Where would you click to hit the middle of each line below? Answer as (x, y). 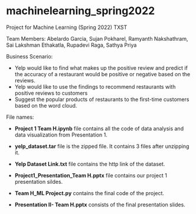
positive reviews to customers (51, 93)
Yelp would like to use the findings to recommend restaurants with (95, 86)
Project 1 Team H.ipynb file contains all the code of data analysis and (99, 128)
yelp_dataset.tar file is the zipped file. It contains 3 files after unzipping (102, 146)
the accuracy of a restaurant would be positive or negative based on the (102, 74)
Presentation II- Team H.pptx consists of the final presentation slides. (100, 205)
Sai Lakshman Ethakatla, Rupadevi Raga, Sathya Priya (71, 45)
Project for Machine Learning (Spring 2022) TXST (67, 27)
